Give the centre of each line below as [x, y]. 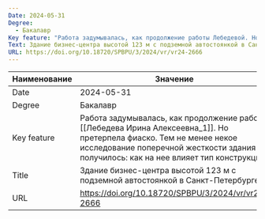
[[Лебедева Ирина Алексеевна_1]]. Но [154, 128]
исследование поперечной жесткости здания [168, 147]
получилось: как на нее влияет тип [147, 157]
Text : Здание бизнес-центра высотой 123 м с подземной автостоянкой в [127, 45]
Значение [174, 79]
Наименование [42, 79]
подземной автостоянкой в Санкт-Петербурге [170, 180]
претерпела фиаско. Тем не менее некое [159, 138]
